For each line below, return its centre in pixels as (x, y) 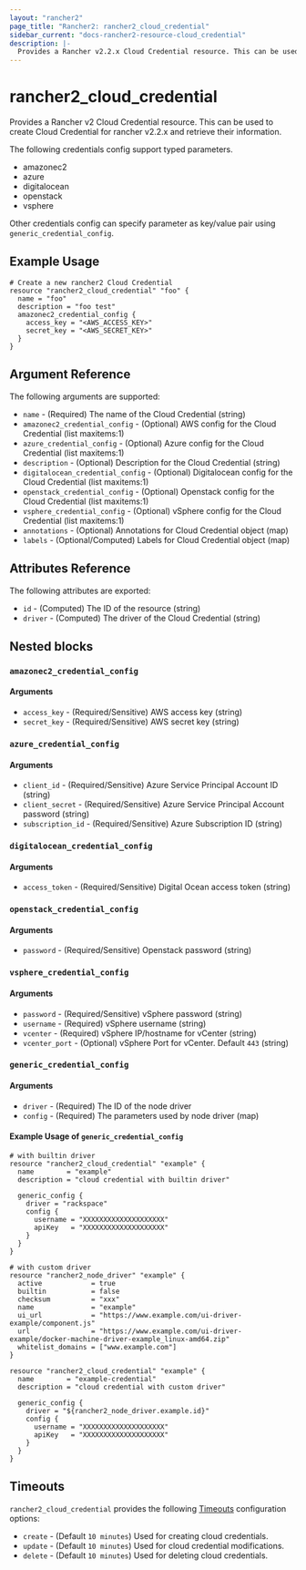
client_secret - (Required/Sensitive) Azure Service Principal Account (153, 805)
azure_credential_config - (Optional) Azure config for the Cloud (143, 443)
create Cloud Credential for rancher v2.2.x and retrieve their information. (146, 132)
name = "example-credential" (87, 1379)
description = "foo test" (67, 306)
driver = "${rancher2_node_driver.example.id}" (117, 1411)
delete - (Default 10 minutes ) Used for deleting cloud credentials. (145, 1555)
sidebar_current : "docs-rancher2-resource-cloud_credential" (128, 35)
